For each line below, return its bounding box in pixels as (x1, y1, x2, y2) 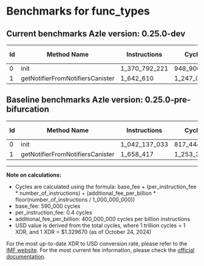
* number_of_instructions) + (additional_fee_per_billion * (15, 189, 156, 197)
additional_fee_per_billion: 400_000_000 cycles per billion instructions (15, 215, 190, 222)
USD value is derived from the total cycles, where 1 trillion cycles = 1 (15, 222, 186, 229)
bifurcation (6, 104, 50, 115)
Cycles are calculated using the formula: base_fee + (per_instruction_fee (15, 183, 197, 190)
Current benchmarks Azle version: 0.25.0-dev (6, 29, 186, 39)
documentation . (6, 253, 46, 260)
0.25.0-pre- (144, 95, 191, 105)
